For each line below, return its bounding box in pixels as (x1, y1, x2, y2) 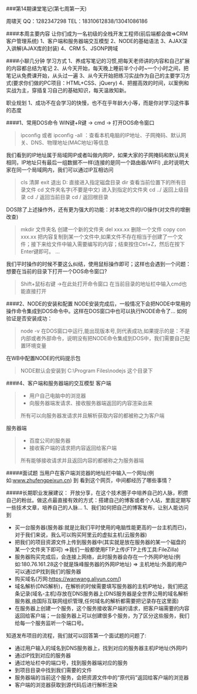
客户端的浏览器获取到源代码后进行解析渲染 (14, 682, 118, 688)
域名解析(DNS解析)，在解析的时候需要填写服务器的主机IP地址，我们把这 (14, 583, 189, 590)
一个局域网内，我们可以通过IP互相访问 (21, 167, 114, 173)
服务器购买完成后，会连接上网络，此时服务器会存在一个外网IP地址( (14, 553, 176, 560)
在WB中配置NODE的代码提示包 (6, 355, 81, 361)
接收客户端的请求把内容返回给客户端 (29, 444, 117, 451)
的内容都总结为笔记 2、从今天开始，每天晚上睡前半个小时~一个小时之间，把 (6, 65, 189, 72)
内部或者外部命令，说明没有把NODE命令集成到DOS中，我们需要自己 (20, 335, 185, 341)
